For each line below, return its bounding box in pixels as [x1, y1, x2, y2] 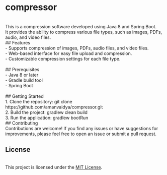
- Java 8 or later [5, 72, 39, 78]
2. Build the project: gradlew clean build [5, 109, 88, 115]
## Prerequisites [5, 66, 40, 72]
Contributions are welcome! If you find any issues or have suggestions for [5, 125, 158, 131]
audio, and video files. [5, 34, 51, 40]
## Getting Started [5, 93, 44, 99]
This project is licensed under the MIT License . [5, 164, 103, 170]
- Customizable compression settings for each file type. [5, 55, 121, 62]
